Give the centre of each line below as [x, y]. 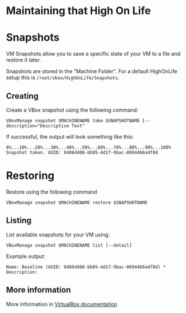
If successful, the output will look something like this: [70, 136]
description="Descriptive [37, 126]
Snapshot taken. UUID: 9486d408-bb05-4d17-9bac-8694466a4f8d [82, 152]
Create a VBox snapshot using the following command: [72, 110]
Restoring [30, 176]
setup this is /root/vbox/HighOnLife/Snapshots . [63, 78]
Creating [23, 96]
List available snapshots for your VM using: [58, 235]
